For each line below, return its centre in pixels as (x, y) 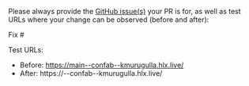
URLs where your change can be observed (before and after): (109, 20)
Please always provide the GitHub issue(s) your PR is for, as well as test (124, 11)
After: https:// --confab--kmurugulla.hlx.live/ (91, 73)
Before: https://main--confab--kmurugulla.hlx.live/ (102, 65)
